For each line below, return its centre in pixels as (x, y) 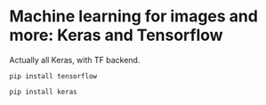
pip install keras (43, 92)
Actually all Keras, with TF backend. (75, 60)
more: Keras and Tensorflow (117, 35)
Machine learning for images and (133, 16)
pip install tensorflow (53, 76)
